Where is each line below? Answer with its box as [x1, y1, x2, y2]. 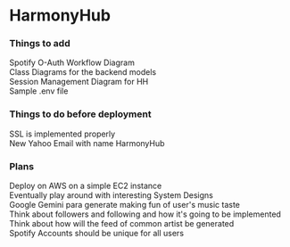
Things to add [9, 37, 70, 50]
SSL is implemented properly [9, 128, 116, 139]
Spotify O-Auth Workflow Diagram [9, 57, 136, 68]
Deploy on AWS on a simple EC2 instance [9, 180, 162, 192]
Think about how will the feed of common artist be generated [9, 218, 235, 229]
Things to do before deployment [9, 108, 152, 120]
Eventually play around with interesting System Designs [9, 190, 214, 201]
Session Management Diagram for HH [9, 77, 149, 87]
